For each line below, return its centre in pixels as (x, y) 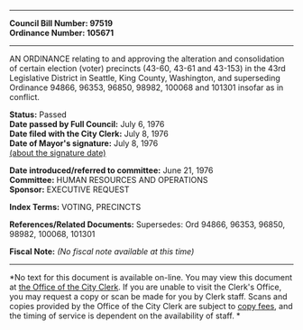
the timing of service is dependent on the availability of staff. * (125, 316)
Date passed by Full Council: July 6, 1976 (87, 124)
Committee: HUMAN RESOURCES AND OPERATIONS (109, 180)
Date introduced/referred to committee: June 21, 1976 (111, 170)
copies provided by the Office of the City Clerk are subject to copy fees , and (151, 306)
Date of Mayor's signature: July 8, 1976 (84, 143)
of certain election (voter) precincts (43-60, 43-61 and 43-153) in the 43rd (147, 68)
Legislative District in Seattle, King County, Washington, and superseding (145, 78)
